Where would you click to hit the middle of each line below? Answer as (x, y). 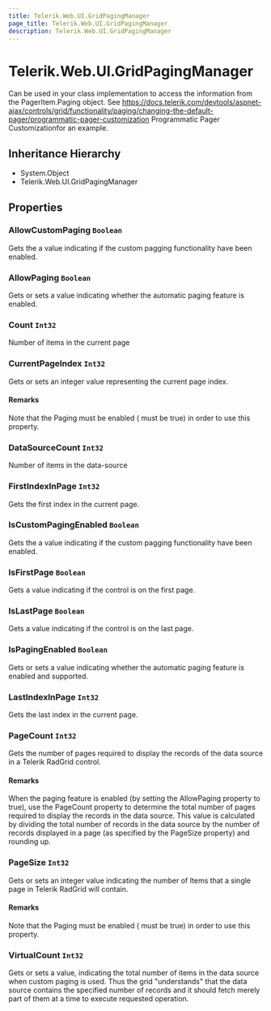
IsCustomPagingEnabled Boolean (74, 525)
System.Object (44, 173)
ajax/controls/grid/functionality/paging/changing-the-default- (111, 111)
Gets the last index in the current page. (73, 714)
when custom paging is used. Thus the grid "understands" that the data (128, 982)
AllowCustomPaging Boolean (66, 230)
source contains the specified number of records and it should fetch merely (134, 990)
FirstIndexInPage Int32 (54, 486)
